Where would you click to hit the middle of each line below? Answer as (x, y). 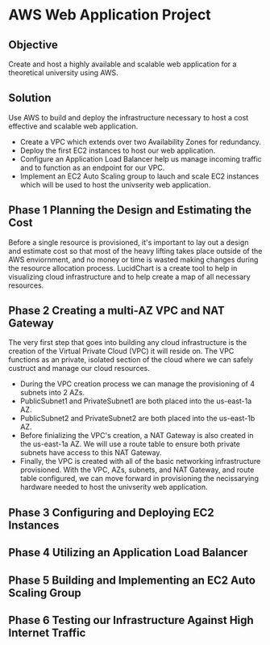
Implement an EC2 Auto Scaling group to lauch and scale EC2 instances (139, 176)
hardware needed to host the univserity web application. (114, 487)
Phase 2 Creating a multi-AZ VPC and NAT (117, 311)
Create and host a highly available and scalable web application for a (123, 64)
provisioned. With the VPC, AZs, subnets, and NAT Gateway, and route (137, 470)
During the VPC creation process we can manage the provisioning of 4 (137, 384)
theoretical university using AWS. (63, 73)
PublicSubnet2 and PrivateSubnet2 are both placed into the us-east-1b (137, 419)
